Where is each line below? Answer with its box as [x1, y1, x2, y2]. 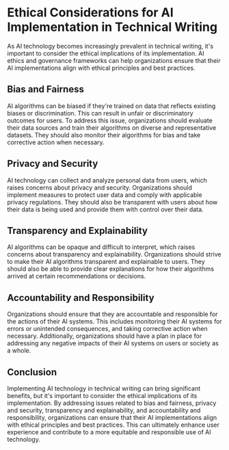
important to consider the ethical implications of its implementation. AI [7, 49, 204, 57]
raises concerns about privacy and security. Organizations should [7, 183, 193, 191]
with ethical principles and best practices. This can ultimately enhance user [7, 421, 220, 429]
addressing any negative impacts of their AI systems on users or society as [7, 339, 219, 347]
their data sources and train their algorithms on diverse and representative [7, 123, 217, 131]
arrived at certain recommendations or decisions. [7, 272, 146, 280]
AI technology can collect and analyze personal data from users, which [7, 176, 207, 184]
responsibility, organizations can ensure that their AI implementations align [7, 414, 217, 421]
